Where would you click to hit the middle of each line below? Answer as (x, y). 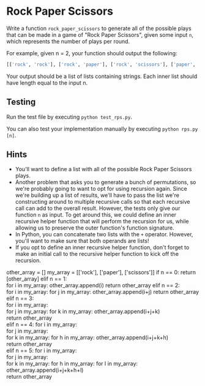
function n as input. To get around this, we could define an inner (95, 215)
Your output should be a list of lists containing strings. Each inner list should (102, 76)
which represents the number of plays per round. (68, 41)
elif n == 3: (20, 298)
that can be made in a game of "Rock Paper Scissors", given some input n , (100, 34)
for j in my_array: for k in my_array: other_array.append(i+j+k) (83, 312)
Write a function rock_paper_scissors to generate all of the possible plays (99, 28)
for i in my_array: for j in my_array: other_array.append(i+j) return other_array (103, 292)
